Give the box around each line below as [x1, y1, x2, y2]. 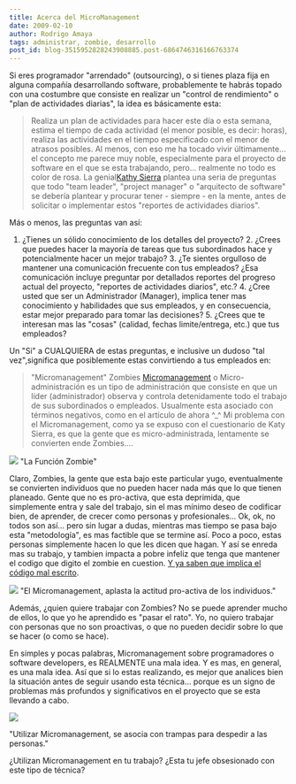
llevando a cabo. [9, 696, 70, 706]
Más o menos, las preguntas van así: [9, 218, 143, 228]
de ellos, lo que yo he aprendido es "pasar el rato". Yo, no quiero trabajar [9, 612, 274, 623]
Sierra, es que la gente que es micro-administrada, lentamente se [30, 428, 269, 439]
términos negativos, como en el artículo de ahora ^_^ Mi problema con [30, 410, 285, 420]
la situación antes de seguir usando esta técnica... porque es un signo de [9, 676, 276, 687]
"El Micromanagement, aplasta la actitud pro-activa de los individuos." [19, 586, 277, 596]
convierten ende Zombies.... [30, 438, 134, 449]
